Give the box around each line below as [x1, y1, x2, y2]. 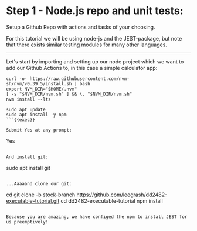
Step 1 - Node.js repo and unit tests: [6, 4, 184, 18]
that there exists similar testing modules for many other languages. [6, 41, 167, 48]
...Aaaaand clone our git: [6, 180, 72, 186]
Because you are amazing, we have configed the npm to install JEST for [6, 213, 188, 220]
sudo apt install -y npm [6, 112, 67, 118]
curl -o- [6, 75, 28, 82]
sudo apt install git [6, 164, 51, 171]
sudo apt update [6, 106, 46, 112]
